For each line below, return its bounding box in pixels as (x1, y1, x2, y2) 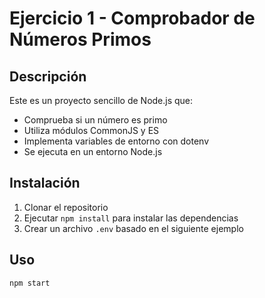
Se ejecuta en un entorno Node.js (23, 146, 163, 157)
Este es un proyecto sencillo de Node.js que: (9, 95, 194, 106)
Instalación (9, 175, 81, 192)
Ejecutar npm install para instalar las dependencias (23, 212, 239, 224)
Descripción (9, 68, 87, 85)
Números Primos (9, 28, 152, 51)
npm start (9, 278, 51, 288)
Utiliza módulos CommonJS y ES (23, 125, 160, 136)
